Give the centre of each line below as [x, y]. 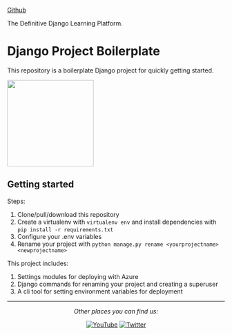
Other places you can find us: [116, 311]
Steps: [16, 201]
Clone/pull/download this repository [68, 214]
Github [17, 10]
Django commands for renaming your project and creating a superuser [118, 284]
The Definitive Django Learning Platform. [65, 23]
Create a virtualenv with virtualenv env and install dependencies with [117, 222]
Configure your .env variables [59, 236]
